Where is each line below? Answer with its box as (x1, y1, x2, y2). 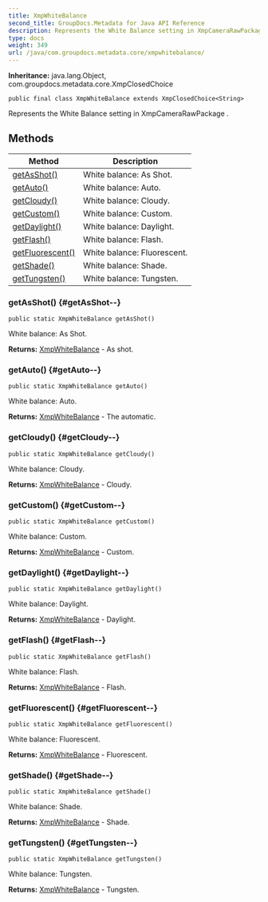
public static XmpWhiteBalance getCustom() (8, 518, 156, 526)
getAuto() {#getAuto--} (8, 364, 102, 376)
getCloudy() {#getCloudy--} (8, 432, 120, 443)
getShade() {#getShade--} (8, 769, 114, 781)
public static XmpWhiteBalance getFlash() (8, 653, 152, 661)
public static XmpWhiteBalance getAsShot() (8, 315, 156, 324)
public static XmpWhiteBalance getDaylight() (8, 585, 162, 594)
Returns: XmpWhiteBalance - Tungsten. (8, 884, 140, 895)
